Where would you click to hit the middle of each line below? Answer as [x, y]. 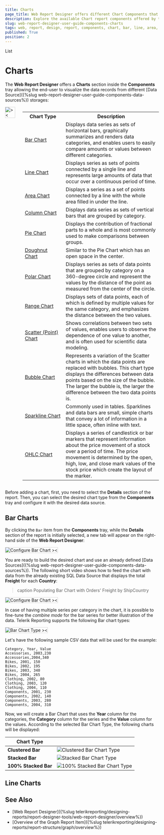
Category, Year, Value [28, 649]
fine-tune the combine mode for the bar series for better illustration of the [79, 615]
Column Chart [41, 212]
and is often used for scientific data [106, 341]
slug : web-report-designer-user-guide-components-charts [64, 23]
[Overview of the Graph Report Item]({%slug [57, 822]
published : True [21, 32]
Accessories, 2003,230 [28, 653]
